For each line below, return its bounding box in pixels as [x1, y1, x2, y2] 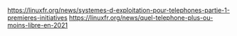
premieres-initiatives [7, 13, 68, 22]
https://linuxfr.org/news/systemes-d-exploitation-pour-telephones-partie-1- [7, 6, 230, 14]
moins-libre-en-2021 [7, 21, 68, 29]
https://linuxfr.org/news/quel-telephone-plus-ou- [68, 13, 214, 22]
